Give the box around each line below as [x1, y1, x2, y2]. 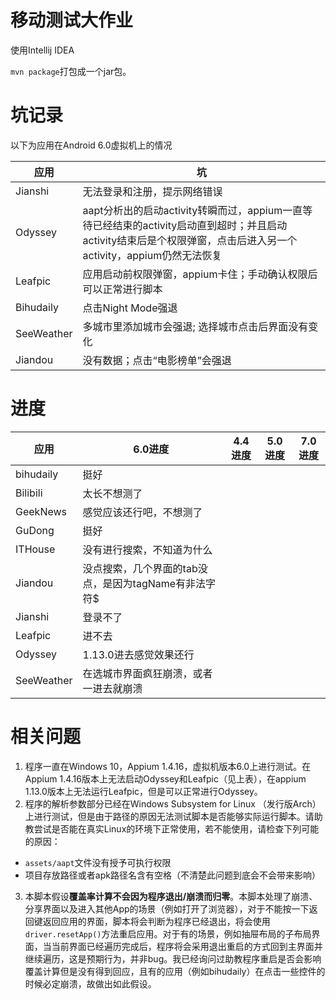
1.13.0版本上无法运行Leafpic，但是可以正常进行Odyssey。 [24, 785, 263, 797]
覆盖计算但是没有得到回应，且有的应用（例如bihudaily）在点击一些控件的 [24, 965, 326, 977]
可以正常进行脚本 [82, 282, 163, 296]
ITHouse [15, 542, 56, 556]
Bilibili [15, 486, 43, 500]
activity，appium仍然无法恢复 [82, 248, 223, 262]
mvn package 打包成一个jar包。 [10, 65, 132, 77]
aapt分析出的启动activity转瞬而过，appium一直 [82, 203, 303, 217]
